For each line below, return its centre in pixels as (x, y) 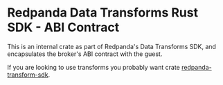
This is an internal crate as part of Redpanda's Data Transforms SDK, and (112, 46)
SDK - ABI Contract (63, 27)
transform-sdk (28, 75)
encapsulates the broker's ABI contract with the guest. (85, 54)
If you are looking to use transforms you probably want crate (93, 67)
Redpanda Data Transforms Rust (103, 13)
